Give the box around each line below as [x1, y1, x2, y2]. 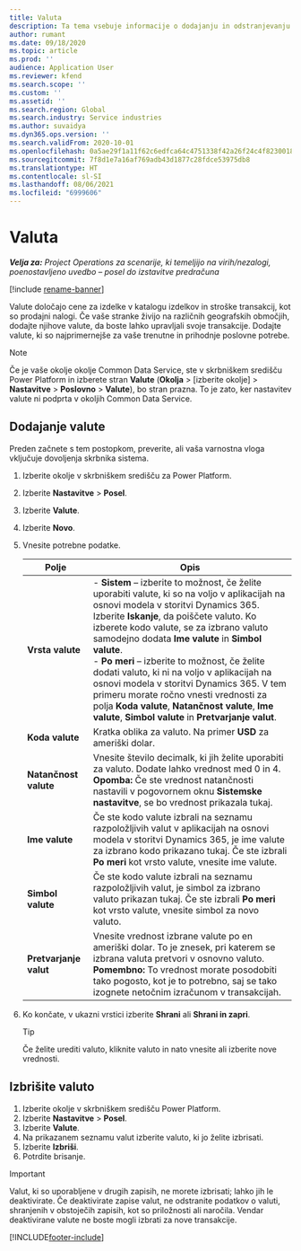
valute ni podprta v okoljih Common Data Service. [9, 392, 193, 404]
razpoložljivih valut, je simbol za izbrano [92, 881, 262, 894]
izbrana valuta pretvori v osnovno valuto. [92, 952, 265, 965]
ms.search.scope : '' [9, 80, 87, 89]
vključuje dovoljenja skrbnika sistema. [9, 453, 150, 463]
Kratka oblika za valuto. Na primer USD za [92, 725, 269, 737]
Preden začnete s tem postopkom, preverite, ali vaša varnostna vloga [9, 443, 265, 454]
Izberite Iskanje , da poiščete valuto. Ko [92, 610, 257, 622]
